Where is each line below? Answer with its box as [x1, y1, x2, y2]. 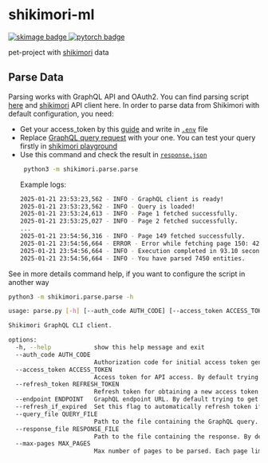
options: [8, 336, 37, 344]
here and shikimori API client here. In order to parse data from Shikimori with [8, 100, 260, 109]
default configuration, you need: [8, 109, 114, 118]
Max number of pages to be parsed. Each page [93, 447, 248, 456]
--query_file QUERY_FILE [15, 410, 98, 418]
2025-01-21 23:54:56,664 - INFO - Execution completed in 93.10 [19, 247, 238, 255]
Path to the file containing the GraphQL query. [93, 417, 259, 425]
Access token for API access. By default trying [93, 373, 259, 381]
